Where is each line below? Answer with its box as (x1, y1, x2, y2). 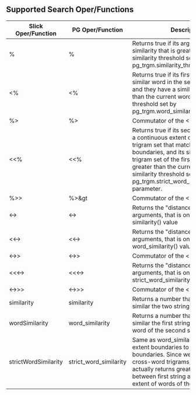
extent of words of (132, 379, 183, 387)
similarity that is (132, 46, 176, 54)
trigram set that (132, 140, 174, 148)
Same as (132, 335, 156, 344)
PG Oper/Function (72, 26, 124, 34)
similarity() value (132, 218, 178, 226)
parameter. (132, 184, 162, 192)
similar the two (132, 302, 173, 310)
